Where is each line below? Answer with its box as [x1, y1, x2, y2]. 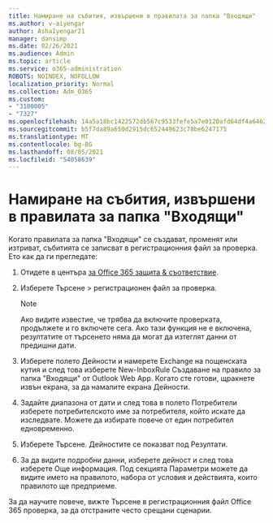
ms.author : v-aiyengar [8, 19, 85, 28]
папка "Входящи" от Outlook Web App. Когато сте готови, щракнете [19, 374, 255, 383]
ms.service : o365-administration [8, 65, 122, 73]
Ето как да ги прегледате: [8, 252, 97, 261]
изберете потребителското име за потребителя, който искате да [19, 407, 245, 417]
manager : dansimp [8, 34, 67, 43]
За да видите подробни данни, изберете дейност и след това [19, 456, 234, 465]
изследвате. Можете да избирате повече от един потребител [19, 415, 234, 425]
